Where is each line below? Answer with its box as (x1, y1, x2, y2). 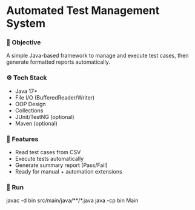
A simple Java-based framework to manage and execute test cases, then (6, 52, 189, 59)
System (6, 16, 46, 30)
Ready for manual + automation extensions (15, 168, 122, 175)
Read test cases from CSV (15, 149, 81, 156)
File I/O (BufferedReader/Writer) (15, 93, 95, 101)
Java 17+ (15, 87, 38, 95)
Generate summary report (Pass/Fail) (15, 161, 108, 169)
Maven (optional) (15, 120, 58, 127)
